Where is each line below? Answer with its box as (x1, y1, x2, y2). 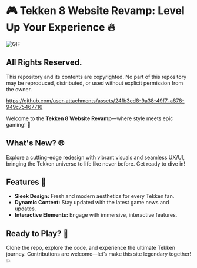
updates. (14, 205, 36, 212)
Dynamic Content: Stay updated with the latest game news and (14, 199, 169, 206)
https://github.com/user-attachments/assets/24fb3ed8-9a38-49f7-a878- (6, 97, 185, 104)
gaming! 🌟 (6, 121, 31, 128)
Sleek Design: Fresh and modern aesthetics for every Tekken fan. (14, 193, 175, 200)
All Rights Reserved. (6, 58, 82, 68)
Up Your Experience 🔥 (6, 21, 115, 34)
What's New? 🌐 (6, 138, 65, 148)
